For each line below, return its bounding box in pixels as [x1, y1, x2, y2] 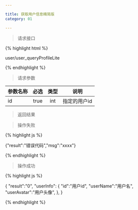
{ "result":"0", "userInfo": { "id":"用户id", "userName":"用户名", [5, 183, 133, 189]
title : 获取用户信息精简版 [5, 11, 55, 16]
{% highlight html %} [5, 45, 48, 51]
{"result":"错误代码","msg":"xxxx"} [5, 142, 76, 148]
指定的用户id [62, 97, 92, 104]
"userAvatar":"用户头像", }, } [5, 189, 63, 195]
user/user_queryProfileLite [5, 54, 60, 60]
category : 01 [5, 16, 32, 21]
